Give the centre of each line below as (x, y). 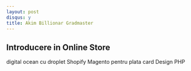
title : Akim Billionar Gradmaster (50, 23)
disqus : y (19, 17)
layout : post (23, 12)
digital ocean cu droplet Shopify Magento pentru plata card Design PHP (96, 62)
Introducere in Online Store (58, 47)
